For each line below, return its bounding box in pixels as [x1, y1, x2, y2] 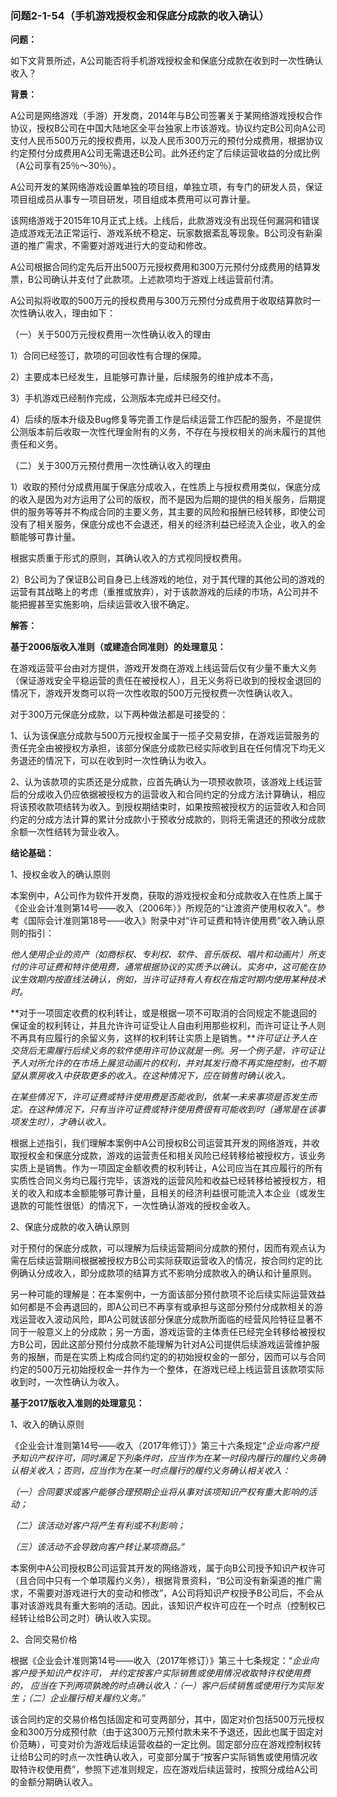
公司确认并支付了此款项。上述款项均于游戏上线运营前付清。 [33, 273, 280, 286]
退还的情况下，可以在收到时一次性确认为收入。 [18, 755, 212, 767]
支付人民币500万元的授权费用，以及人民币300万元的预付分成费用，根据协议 [10, 135, 324, 147]
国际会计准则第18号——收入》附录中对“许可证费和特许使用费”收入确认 [27, 915, 317, 927]
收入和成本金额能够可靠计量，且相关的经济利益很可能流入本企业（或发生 [27, 1187, 326, 1199]
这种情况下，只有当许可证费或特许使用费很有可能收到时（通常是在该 [36, 1103, 317, 1116]
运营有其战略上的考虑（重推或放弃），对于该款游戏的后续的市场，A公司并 [10, 586, 310, 598]
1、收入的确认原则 [10, 1418, 85, 1431]
